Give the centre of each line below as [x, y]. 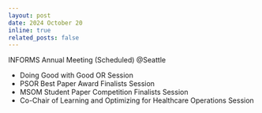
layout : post [30, 15]
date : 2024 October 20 [45, 23]
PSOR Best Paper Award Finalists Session [87, 84]
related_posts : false [44, 38]
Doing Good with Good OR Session [77, 75]
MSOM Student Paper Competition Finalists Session [104, 92]
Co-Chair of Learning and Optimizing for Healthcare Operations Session [137, 100]
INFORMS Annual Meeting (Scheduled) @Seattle [87, 60]
